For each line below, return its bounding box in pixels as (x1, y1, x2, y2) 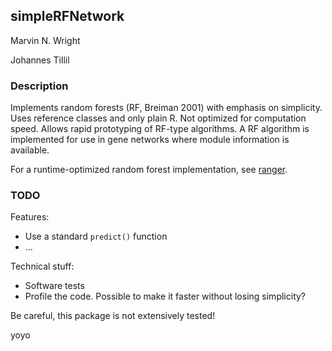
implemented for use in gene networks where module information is (10, 134, 290, 146)
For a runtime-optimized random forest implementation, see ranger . (10, 164, 288, 176)
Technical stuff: (10, 260, 75, 273)
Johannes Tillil (10, 54, 70, 66)
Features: (10, 211, 50, 223)
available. (10, 144, 50, 156)
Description (10, 79, 69, 93)
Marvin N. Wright (10, 34, 81, 46)
